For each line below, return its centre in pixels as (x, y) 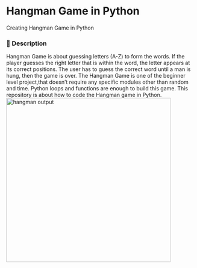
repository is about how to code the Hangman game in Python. (84, 95)
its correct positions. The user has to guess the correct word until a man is (98, 69)
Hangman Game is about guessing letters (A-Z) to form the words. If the (95, 57)
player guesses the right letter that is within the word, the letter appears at (98, 63)
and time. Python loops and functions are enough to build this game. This (97, 89)
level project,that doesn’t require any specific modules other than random (97, 82)
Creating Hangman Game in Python (50, 28)
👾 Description (27, 43)
